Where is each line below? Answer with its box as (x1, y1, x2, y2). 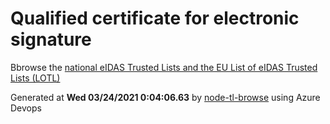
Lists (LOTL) (10, 72, 61, 84)
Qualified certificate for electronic (10, 7, 300, 30)
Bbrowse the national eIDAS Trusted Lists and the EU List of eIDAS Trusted (10, 61, 318, 73)
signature (10, 28, 92, 51)
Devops (10, 102, 42, 114)
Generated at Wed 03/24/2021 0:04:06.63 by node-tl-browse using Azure (10, 91, 321, 103)
